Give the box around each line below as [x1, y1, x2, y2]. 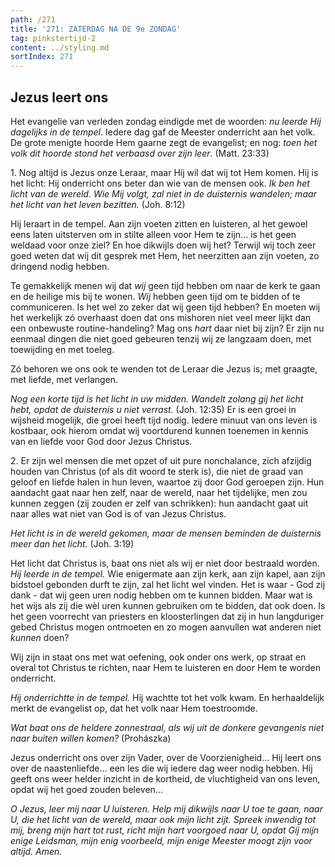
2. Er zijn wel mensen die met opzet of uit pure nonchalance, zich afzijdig [10, 454, 312, 466]
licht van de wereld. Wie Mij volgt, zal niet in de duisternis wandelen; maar [10, 187, 317, 200]
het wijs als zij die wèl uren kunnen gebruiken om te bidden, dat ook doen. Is [10, 599, 326, 611]
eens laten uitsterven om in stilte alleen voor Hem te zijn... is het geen [10, 228, 297, 240]
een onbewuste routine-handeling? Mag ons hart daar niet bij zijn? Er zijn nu [10, 322, 325, 334]
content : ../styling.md [10, 42, 110, 53]
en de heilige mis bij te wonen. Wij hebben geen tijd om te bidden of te [10, 290, 301, 302]
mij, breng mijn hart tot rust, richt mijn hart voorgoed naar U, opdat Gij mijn [10, 824, 320, 836]
